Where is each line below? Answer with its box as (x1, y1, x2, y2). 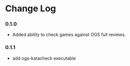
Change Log (5, 3, 56, 14)
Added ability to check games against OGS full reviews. (12, 32, 126, 37)
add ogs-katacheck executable (12, 55, 76, 61)
